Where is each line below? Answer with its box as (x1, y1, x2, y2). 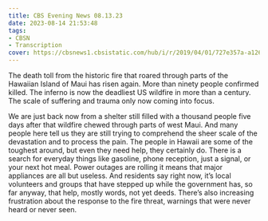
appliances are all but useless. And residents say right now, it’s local (8, 171, 231, 180)
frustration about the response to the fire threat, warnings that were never (8, 196, 251, 206)
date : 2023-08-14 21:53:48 (8, 19, 98, 27)
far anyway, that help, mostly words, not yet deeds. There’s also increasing (8, 188, 254, 197)
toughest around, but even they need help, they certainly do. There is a (8, 145, 242, 155)
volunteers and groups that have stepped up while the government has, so (8, 180, 253, 188)
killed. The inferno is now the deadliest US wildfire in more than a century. (8, 88, 251, 97)
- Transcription (8, 41, 62, 49)
